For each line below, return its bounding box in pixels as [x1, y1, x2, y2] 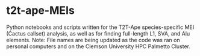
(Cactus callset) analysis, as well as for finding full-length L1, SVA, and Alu [6, 30, 190, 37]
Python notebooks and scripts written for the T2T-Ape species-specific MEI [6, 23, 195, 31]
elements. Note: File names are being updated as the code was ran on [6, 36, 180, 43]
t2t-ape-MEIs [6, 4, 75, 17]
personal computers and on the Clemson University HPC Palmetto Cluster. [6, 43, 191, 50]
